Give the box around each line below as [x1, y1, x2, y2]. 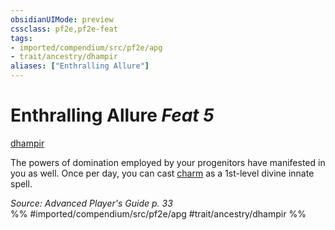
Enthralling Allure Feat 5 [10, 104, 215, 127]
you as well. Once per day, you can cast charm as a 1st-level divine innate [10, 167, 315, 179]
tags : [10, 33, 33, 43]
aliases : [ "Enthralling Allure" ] [10, 61, 150, 71]
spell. [10, 177, 33, 190]
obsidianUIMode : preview [10, 14, 114, 25]
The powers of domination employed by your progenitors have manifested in [10, 156, 326, 168]
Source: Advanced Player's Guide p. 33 [10, 197, 173, 209]
